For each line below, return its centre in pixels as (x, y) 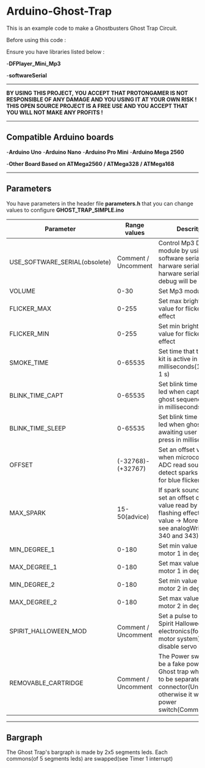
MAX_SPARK (28, 512)
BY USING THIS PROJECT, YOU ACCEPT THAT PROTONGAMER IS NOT (97, 93)
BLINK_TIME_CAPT (37, 395)
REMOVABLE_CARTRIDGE (46, 683)
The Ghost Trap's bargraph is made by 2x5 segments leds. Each (87, 752)
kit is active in (178, 359)
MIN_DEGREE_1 (32, 549)
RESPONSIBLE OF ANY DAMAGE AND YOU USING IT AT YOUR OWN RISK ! (102, 99)
